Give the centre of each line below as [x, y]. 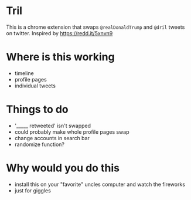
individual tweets [35, 86]
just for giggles [33, 190]
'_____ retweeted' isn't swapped [53, 126]
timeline [24, 73]
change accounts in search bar [52, 138]
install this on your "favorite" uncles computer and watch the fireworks [100, 184]
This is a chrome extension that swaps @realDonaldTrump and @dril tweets [95, 27]
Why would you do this [63, 168]
